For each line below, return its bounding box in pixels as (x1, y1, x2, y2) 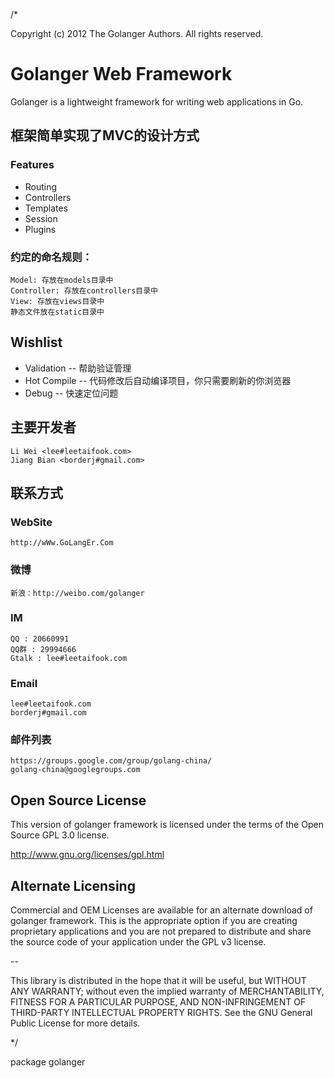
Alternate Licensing (10, 877, 136, 894)
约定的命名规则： (10, 250, 93, 264)
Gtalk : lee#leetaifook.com (10, 653, 128, 663)
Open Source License (10, 792, 147, 809)
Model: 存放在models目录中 (10, 275, 114, 285)
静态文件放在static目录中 (10, 307, 105, 317)
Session (24, 212, 58, 224)
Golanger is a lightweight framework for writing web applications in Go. (10, 95, 304, 108)
